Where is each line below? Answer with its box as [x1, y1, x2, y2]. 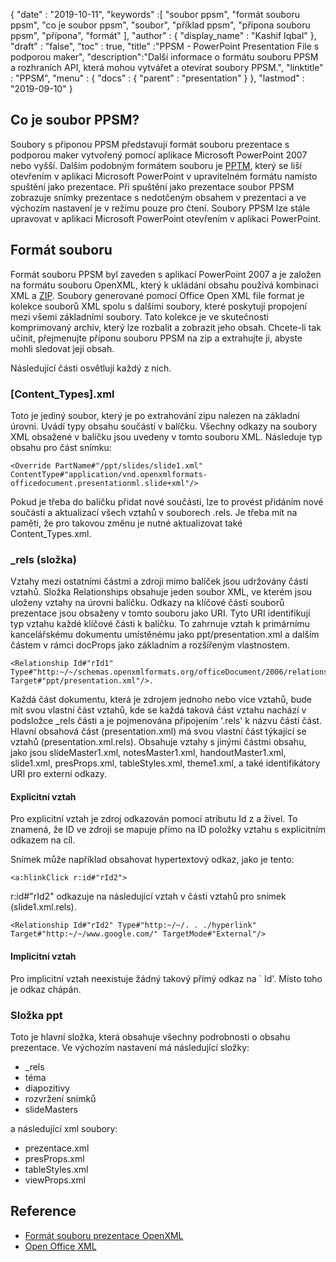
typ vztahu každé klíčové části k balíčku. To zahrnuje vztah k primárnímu [10, 618, 310, 630]
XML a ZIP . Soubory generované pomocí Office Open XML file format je [10, 289, 305, 301]
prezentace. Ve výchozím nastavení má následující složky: [10, 1041, 250, 1053]
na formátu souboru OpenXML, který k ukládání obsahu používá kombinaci [10, 279, 319, 291]
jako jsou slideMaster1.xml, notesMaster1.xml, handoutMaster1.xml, [10, 747, 287, 759]
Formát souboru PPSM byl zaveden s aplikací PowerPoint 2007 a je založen [10, 268, 322, 280]
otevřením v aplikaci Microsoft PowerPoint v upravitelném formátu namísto [10, 170, 318, 182]
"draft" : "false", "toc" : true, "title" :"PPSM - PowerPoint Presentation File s [10, 40, 320, 52]
